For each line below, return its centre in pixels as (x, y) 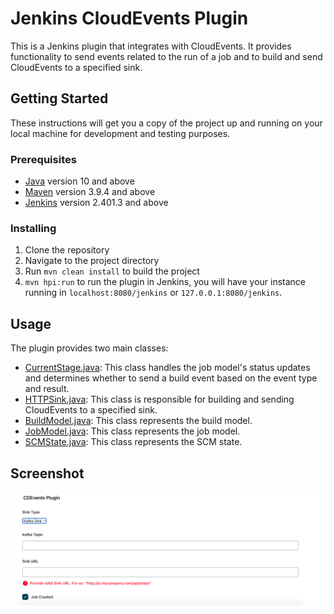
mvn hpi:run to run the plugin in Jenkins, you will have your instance (165, 282)
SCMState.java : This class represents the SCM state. (133, 442)
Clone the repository (67, 250)
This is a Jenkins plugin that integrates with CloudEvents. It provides (151, 46)
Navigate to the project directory (92, 261)
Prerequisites (43, 159)
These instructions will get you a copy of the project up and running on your (166, 123)
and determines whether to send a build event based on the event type (171, 378)
